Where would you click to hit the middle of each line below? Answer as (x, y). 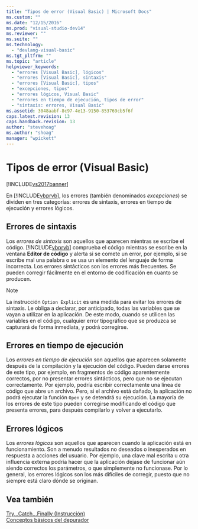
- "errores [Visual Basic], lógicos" (58, 72)
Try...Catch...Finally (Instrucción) (46, 514)
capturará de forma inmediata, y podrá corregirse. (67, 327)
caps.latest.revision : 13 (38, 116)
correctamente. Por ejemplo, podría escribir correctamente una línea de (94, 385)
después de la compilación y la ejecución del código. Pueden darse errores (98, 366)
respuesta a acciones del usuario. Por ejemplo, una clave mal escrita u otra (98, 456)
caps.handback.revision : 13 (41, 122)
